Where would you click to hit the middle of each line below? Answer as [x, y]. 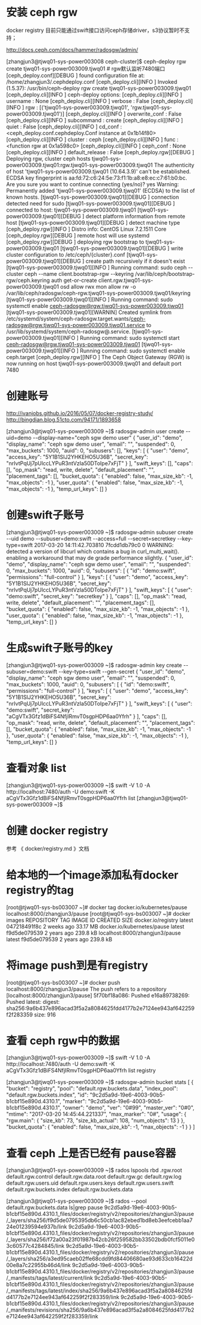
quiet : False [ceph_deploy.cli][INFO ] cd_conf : [64, 127]
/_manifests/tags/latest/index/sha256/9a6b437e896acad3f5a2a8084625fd [99, 1291]
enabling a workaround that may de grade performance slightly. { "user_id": [100, 557]
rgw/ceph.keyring [28, 280]
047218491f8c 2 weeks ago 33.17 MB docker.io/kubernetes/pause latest [95, 926]
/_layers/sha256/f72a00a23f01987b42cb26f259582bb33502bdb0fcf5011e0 [100, 1239]
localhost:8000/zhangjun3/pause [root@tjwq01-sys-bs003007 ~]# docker [98, 913]
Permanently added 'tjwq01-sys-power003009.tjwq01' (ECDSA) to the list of [100, 190]
